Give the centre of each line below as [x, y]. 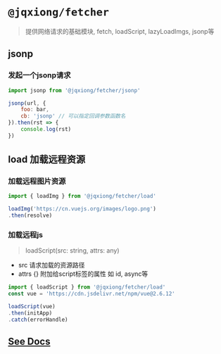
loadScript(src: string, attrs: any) [72, 251]
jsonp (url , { [27, 103]
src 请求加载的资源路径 [51, 265]
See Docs [29, 342]
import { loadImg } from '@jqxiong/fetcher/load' [82, 196]
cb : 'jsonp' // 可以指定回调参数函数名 [73, 116]
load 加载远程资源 [47, 159]
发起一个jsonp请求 [39, 75]
